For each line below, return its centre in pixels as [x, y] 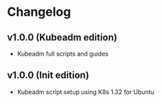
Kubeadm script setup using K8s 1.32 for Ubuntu [86, 92]
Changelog [39, 12]
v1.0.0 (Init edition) [48, 75]
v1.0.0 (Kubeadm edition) [62, 37]
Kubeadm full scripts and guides [63, 54]
